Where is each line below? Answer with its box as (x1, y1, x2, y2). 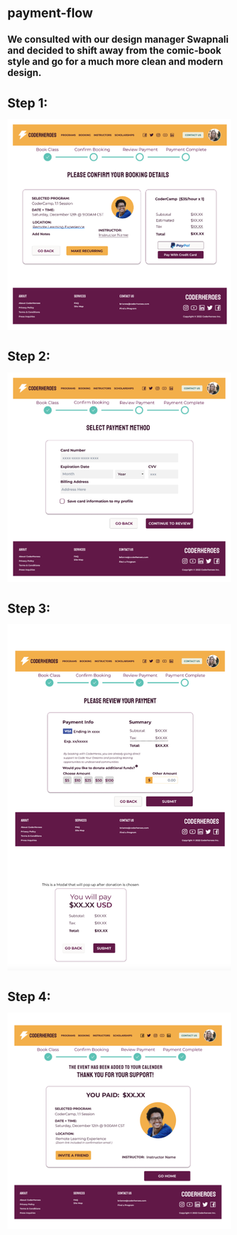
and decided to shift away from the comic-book (7, 44, 221, 56)
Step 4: (7, 989, 51, 1005)
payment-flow (7, 5, 94, 21)
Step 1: (7, 95, 48, 111)
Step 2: (7, 348, 51, 365)
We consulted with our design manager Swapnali (7, 33, 229, 45)
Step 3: (7, 600, 51, 616)
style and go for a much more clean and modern (7, 55, 224, 68)
